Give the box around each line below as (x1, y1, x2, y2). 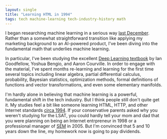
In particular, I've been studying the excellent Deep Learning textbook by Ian (5, 56, 162, 62)
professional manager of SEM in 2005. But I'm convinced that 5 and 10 (5, 123, 150, 129)
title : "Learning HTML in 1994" (5, 12, 72, 17)
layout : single (5, 7, 37, 12)
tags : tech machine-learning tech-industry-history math (5, 16, 126, 21)
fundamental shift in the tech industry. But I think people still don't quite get (5, 97, 160, 103)
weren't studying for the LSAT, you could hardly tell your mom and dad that (5, 113, 160, 119)
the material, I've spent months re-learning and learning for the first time (5, 66, 154, 72)
